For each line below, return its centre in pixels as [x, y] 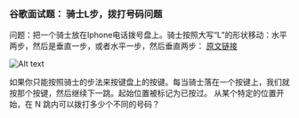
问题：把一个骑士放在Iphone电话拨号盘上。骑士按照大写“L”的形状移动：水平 [148, 35]
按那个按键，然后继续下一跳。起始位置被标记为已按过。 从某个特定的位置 [143, 93]
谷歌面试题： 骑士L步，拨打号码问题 [86, 13]
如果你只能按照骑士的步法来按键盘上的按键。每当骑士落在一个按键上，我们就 [149, 83]
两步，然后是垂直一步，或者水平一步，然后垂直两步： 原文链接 [123, 46]
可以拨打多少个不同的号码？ [109, 105]
